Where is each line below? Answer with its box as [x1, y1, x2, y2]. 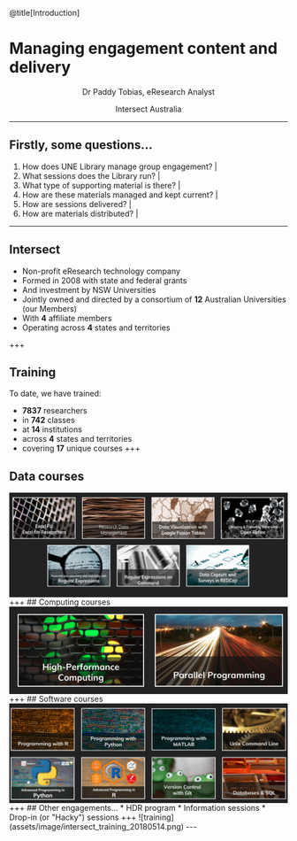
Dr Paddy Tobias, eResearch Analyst [82, 86, 215, 96]
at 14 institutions [21, 424, 82, 435]
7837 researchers [21, 405, 88, 416]
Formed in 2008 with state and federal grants [21, 274, 187, 286]
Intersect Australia [115, 104, 182, 114]
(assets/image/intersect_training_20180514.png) [9, 822, 184, 832]
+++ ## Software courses [9, 694, 103, 705]
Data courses [9, 468, 85, 483]
